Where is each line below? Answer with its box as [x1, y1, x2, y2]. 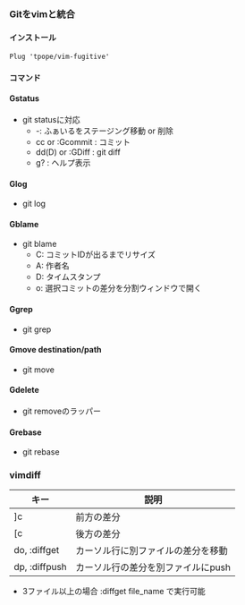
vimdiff [9, 469, 42, 481]
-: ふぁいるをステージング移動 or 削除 [35, 125, 174, 136]
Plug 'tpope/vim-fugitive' [9, 52, 110, 62]
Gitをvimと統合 [9, 7, 76, 20]
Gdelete [9, 385, 40, 396]
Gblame [9, 218, 39, 229]
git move [21, 364, 55, 375]
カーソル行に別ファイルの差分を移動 [75, 544, 228, 557]
